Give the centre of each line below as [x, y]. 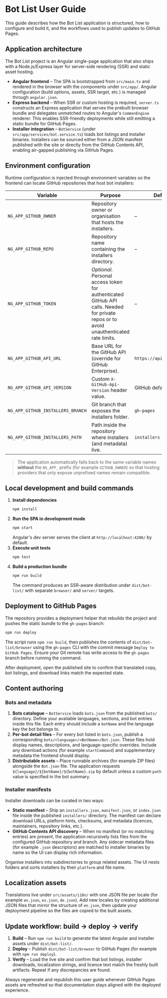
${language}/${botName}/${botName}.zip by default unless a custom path [87, 771]
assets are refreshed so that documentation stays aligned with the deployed [83, 985]
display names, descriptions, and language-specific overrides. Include [84, 745]
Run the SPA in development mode [49, 519]
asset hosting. [20, 72]
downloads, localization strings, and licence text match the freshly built [85, 965]
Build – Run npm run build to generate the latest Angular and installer [83, 938]
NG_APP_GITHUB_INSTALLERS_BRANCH [47, 410]
